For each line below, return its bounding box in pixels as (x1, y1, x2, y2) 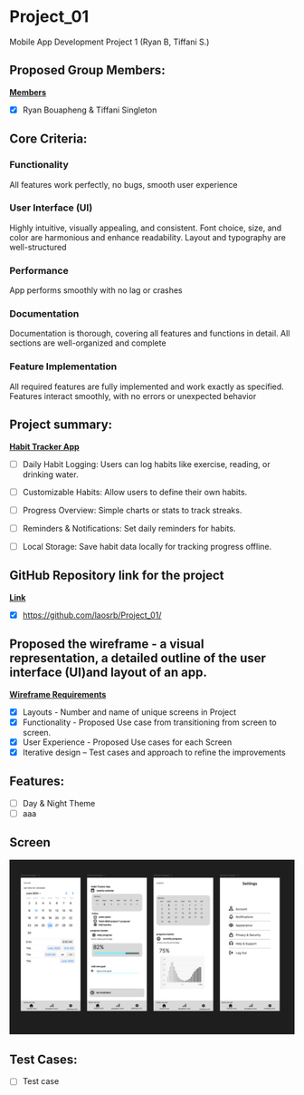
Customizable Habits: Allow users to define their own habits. (22, 486, 248, 497)
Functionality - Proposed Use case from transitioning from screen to (22, 717, 278, 728)
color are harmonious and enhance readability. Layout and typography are (9, 231, 287, 242)
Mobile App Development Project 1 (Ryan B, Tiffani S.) (9, 36, 210, 47)
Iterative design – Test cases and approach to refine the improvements (22, 747, 287, 758)
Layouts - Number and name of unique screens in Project (22, 706, 237, 718)
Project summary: (9, 417, 113, 433)
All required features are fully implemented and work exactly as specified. (9, 381, 285, 392)
